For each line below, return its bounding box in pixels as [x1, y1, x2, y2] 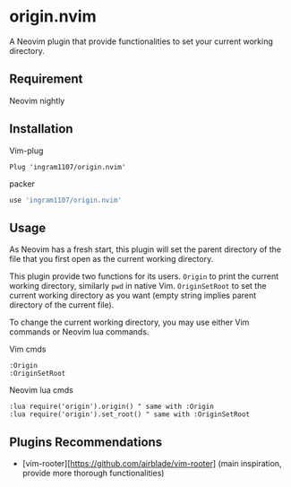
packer [9, 178, 36, 189]
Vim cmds [9, 344, 47, 355]
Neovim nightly [9, 95, 65, 106]
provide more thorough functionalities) [21, 468, 165, 479]
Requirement [9, 72, 83, 87]
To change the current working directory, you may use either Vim [9, 317, 250, 328]
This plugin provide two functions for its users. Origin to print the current [9, 271, 279, 282]
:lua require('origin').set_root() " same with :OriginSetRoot [9, 410, 251, 419]
